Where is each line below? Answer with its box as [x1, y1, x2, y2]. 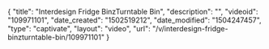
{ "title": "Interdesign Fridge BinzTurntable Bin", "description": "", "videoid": [7, 7, 258, 16]
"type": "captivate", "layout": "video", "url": [7, 24, 151, 33]
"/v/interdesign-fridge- [152, 24, 228, 33]
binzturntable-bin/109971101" [7, 32, 105, 42]
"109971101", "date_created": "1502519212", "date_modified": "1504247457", [7, 15, 262, 25]
